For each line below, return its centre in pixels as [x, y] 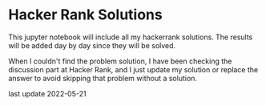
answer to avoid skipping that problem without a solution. [103, 78]
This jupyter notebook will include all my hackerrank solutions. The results [131, 37]
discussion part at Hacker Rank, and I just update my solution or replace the [133, 69]
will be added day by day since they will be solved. [92, 45]
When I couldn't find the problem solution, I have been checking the [120, 61]
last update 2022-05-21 [47, 93]
